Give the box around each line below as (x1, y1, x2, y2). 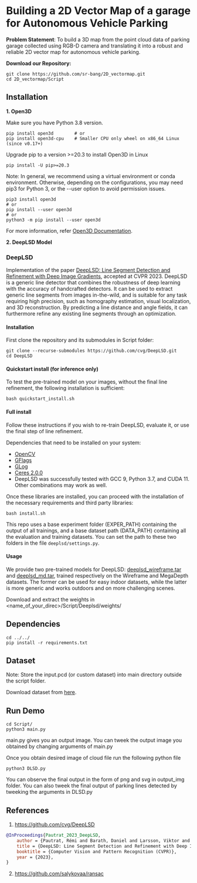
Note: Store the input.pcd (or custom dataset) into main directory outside (6, 671, 182, 678)
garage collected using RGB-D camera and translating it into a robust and (6, 42, 184, 49)
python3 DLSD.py (6, 766, 46, 772)
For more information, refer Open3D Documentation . (6, 227, 133, 234)
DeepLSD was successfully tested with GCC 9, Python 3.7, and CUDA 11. (14, 475, 189, 482)
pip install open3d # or (6, 130, 85, 136)
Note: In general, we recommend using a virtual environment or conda (6, 172, 176, 179)
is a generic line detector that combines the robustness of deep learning (6, 279, 181, 286)
